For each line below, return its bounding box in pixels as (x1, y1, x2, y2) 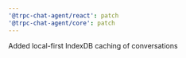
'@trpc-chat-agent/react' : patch (8, 11, 119, 20)
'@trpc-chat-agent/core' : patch (8, 19, 115, 27)
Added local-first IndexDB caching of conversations (8, 41, 178, 50)
